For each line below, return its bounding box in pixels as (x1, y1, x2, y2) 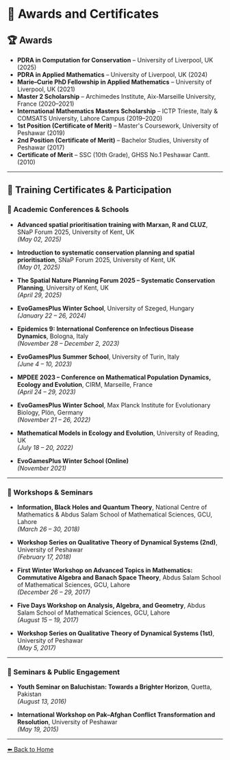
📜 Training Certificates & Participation (7, 185, 172, 196)
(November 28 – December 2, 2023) (16, 339, 120, 347)
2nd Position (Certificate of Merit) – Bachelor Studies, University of (16, 136, 209, 144)
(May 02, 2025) (16, 235, 62, 243)
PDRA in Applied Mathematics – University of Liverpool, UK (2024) (16, 71, 208, 78)
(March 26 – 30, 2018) (16, 525, 80, 533)
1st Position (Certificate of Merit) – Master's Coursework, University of (16, 121, 219, 130)
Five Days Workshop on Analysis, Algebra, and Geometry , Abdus (16, 601, 206, 609)
